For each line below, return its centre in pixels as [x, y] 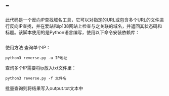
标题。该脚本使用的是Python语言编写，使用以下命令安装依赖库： [73, 32]
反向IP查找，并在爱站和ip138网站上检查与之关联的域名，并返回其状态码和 [86, 26]
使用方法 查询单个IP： [28, 47]
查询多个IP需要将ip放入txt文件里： [41, 68]
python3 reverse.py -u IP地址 [36, 58]
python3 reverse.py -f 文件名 [36, 78]
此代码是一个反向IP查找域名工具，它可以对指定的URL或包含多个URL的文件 [82, 20]
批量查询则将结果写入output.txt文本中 [44, 88]
